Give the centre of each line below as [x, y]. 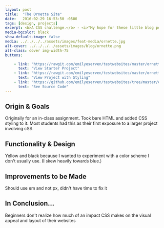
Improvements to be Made [46, 176]
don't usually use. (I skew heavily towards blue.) [53, 161]
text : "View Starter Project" [49, 68]
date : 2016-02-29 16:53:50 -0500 [41, 19]
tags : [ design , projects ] [31, 23]
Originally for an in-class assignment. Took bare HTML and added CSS [76, 118]
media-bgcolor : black [27, 32]
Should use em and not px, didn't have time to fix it [56, 188]
